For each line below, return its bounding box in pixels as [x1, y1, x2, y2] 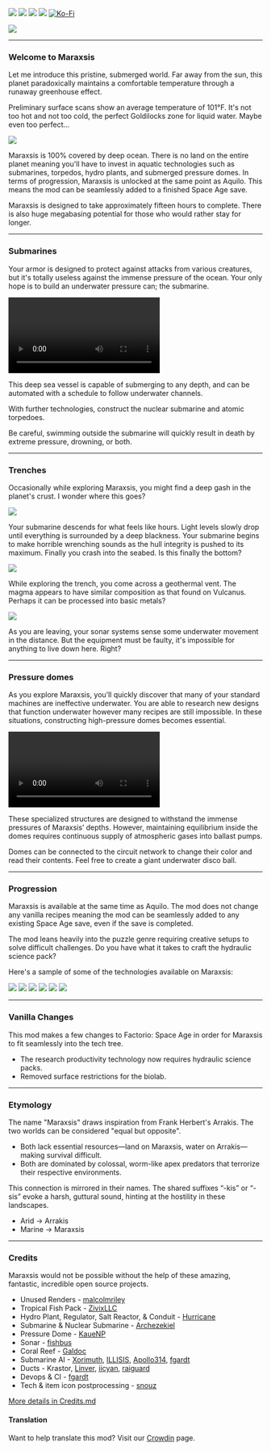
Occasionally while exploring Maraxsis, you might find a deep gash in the [8, 482, 252, 492]
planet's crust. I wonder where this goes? [8, 491, 146, 501]
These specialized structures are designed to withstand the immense [8, 814, 238, 824]
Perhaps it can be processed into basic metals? [8, 595, 166, 605]
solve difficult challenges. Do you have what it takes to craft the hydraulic [8, 943, 252, 953]
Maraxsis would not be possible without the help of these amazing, [8, 1271, 231, 1281]
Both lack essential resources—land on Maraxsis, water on [19, 1142, 215, 1151]
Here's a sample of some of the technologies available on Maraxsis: [8, 967, 234, 977]
